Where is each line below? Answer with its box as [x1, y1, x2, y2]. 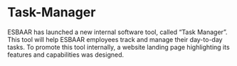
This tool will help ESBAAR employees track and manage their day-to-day [7, 35, 223, 43]
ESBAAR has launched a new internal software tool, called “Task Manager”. [7, 28, 228, 36]
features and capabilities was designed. [7, 50, 125, 59]
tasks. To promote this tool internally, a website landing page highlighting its [7, 43, 230, 51]
